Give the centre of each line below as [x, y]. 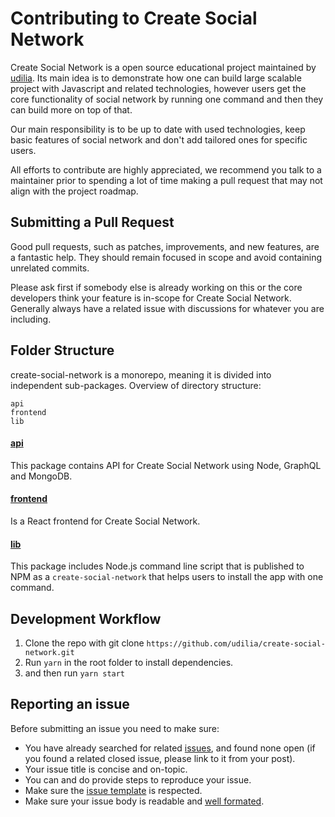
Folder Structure [62, 350]
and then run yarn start [75, 673]
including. [31, 319]
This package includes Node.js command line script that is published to [157, 566]
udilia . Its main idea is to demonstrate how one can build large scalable [156, 78]
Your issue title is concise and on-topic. [106, 769]
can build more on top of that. [71, 109]
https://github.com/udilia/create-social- [236, 643]
